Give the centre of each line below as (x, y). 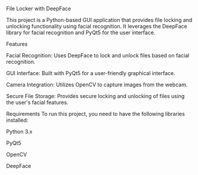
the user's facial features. (37, 102)
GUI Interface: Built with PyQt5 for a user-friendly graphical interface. (91, 73)
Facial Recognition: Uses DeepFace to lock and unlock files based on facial (98, 55)
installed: (17, 120)
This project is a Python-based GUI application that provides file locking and (99, 20)
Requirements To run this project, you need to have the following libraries (95, 114)
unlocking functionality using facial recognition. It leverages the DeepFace (97, 26)
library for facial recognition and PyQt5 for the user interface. (81, 33)
